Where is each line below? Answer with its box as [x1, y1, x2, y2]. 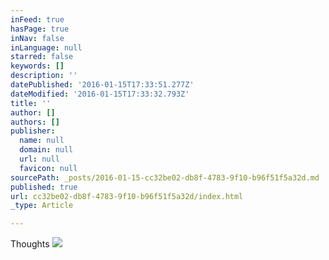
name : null [19, 136, 65, 146]
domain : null [19, 145, 74, 155]
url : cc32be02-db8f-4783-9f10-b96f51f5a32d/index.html [10, 191, 244, 201]
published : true [10, 182, 78, 192]
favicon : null [19, 163, 78, 173]
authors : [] [10, 117, 60, 127]
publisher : [10, 126, 56, 136]
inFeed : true [10, 14, 65, 25]
